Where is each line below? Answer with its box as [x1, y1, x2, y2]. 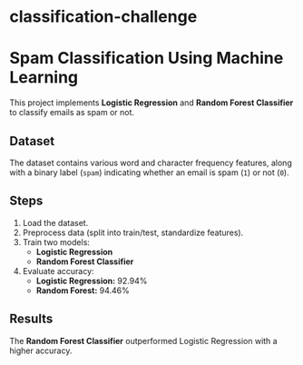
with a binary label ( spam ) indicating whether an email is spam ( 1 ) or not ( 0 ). [9, 166, 289, 178]
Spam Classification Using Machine [9, 48, 284, 69]
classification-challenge [9, 6, 198, 27]
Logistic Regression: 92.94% [35, 275, 148, 286]
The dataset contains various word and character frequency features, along [9, 157, 292, 168]
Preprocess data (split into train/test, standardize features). [22, 227, 244, 238]
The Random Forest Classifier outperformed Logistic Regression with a [9, 335, 279, 346]
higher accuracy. [9, 345, 73, 356]
